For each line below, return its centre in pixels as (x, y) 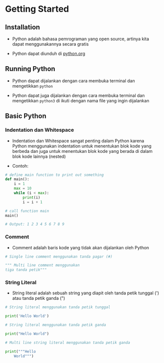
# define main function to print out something (55, 175)
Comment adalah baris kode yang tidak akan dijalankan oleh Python (81, 247)
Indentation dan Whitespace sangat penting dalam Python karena (78, 141)
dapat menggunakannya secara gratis (50, 44)
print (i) (32, 197)
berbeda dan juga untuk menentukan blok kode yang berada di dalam (82, 151)
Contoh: (20, 166)
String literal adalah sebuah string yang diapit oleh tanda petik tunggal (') (85, 293)
